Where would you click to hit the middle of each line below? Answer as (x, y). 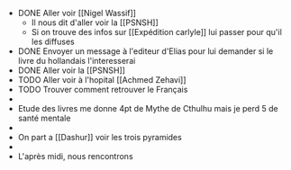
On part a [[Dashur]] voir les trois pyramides (100, 137)
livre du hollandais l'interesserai (77, 61)
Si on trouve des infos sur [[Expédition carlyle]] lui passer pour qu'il (156, 32)
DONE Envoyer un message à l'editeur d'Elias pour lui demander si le (145, 51)
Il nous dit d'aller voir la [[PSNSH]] (95, 22)
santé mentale (44, 118)
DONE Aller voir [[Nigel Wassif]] (77, 13)
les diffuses (53, 41)
